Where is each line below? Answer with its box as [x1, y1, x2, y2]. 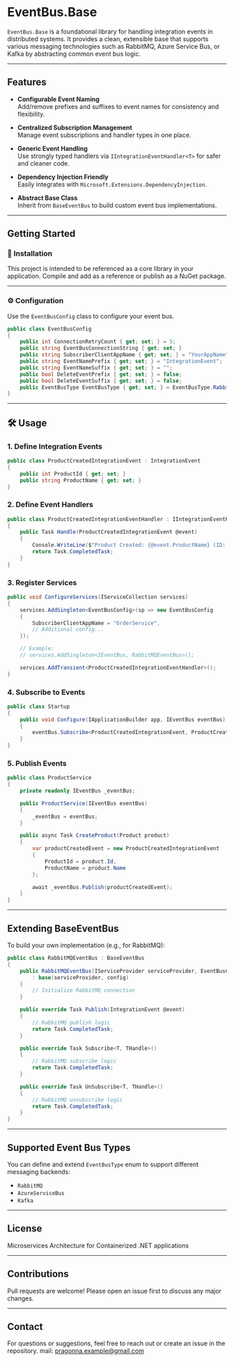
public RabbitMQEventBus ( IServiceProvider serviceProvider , [19, 967, 198, 974]
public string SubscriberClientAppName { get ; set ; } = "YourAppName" [19, 351, 229, 358]
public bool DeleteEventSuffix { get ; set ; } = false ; [19, 377, 182, 384]
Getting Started [7, 228, 76, 240]
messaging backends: [7, 1167, 71, 1176]
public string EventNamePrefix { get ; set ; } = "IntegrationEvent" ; [19, 358, 223, 365]
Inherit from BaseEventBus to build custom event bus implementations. [17, 200, 217, 210]
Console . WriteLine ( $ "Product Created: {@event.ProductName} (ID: [32, 542, 226, 549]
